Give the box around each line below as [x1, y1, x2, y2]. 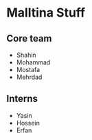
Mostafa [16, 66, 41, 73]
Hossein [16, 119, 41, 127]
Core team [6, 33, 52, 44]
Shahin [16, 51, 36, 59]
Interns [6, 93, 38, 105]
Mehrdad [16, 73, 43, 81]
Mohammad [16, 58, 51, 67]
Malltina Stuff [6, 5, 86, 21]
